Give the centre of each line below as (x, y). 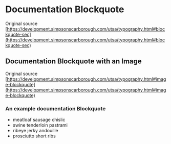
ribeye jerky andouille (35, 131)
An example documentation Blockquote (56, 108)
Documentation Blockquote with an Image (73, 62)
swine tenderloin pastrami (40, 125)
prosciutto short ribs (34, 136)
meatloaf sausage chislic (39, 120)
